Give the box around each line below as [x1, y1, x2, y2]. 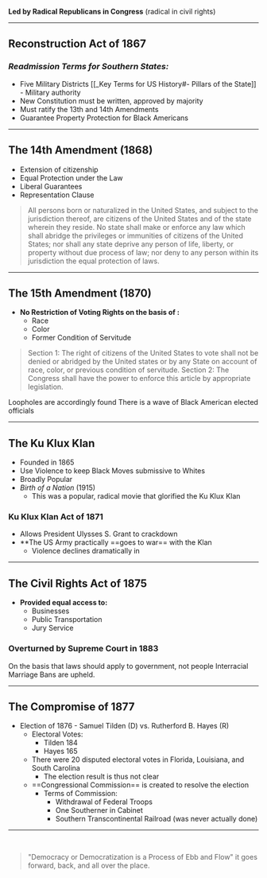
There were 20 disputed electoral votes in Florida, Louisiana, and [31, 755, 245, 764]
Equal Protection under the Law [19, 173, 123, 182]
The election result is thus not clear [43, 771, 160, 782]
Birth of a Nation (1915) [19, 483, 96, 492]
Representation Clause [19, 190, 95, 200]
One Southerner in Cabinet [55, 806, 143, 815]
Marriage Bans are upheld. [8, 670, 95, 679]
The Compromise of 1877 [8, 700, 135, 713]
